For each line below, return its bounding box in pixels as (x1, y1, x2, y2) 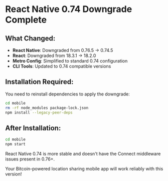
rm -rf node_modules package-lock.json (5, 105, 89, 110)
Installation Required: (5, 77, 74, 86)
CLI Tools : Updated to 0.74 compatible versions (12, 63, 111, 69)
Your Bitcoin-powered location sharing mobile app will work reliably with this (5, 166, 163, 171)
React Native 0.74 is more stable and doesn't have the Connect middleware (5, 151, 161, 156)
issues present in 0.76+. (5, 156, 55, 162)
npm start (5, 141, 26, 147)
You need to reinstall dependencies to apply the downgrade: (5, 91, 130, 97)
